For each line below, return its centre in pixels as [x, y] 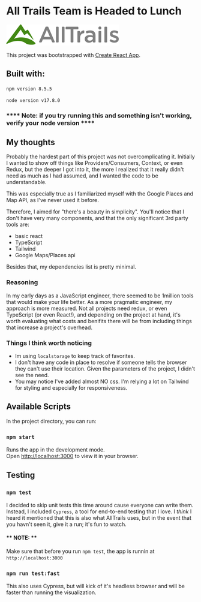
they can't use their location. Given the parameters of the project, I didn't [105, 369]
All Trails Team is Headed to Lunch [94, 11]
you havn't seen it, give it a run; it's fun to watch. [67, 524]
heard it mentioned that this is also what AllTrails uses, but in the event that [99, 517]
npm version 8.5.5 [29, 89]
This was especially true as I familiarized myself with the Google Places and [100, 194]
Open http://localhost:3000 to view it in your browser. [73, 456]
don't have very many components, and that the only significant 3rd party [97, 218]
